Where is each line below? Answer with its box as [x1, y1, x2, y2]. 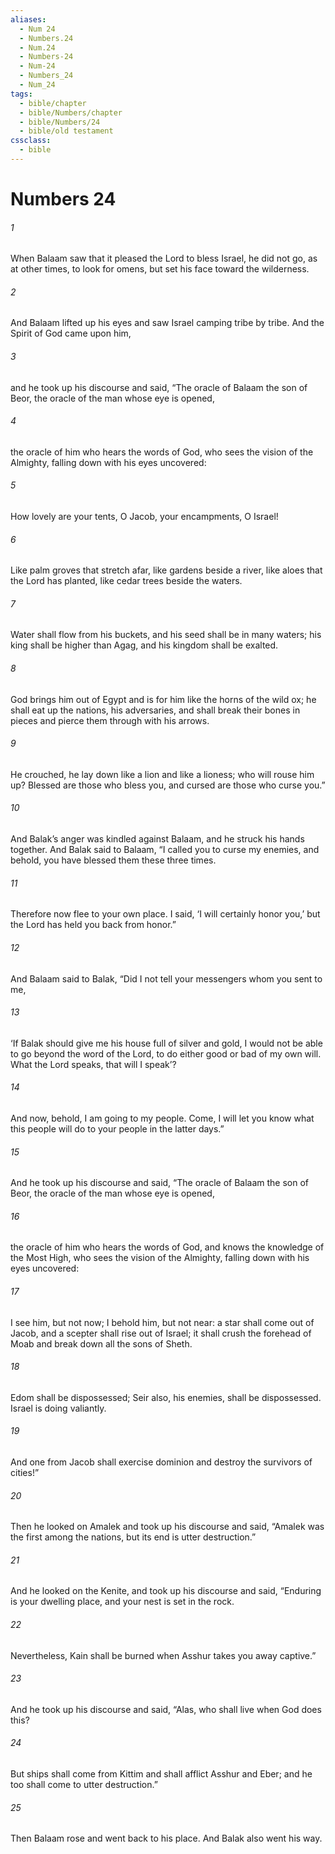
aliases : [10, 14, 47, 25]
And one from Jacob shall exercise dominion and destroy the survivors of [10, 1456, 313, 1468]
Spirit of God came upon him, [10, 327, 132, 340]
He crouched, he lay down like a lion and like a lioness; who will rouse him [10, 768, 315, 780]
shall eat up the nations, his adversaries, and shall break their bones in [10, 704, 301, 716]
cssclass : [10, 136, 52, 146]
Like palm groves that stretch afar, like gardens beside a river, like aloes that [10, 564, 323, 576]
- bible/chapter [19, 98, 87, 108]
